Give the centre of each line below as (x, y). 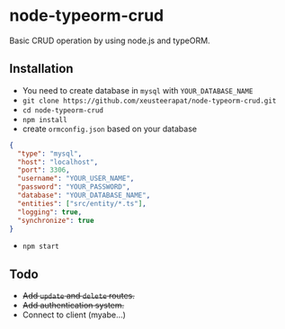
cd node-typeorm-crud (62, 110)
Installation (41, 69)
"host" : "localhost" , (58, 162)
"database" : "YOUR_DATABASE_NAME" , (84, 195)
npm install (45, 120)
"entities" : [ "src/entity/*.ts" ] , (82, 203)
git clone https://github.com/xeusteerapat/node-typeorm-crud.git (149, 101)
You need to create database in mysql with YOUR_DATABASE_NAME (138, 90)
